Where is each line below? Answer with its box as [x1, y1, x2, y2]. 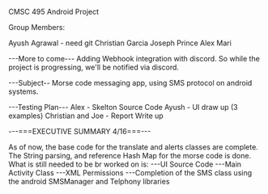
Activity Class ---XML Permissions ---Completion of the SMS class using [8, 168, 253, 177]
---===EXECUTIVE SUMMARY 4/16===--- [8, 127, 151, 136]
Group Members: [8, 23, 66, 32]
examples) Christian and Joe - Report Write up [8, 111, 164, 120]
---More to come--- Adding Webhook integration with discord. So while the [8, 54, 261, 63]
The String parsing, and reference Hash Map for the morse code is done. [8, 151, 252, 160]
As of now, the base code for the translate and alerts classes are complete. [8, 142, 259, 152]
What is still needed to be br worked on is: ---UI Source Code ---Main [8, 159, 241, 169]
